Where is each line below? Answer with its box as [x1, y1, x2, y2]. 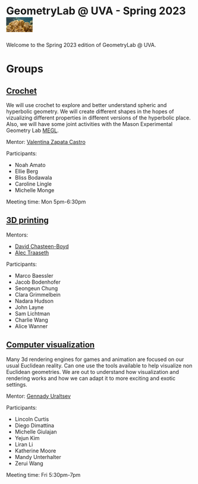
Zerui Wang [14, 460, 43, 467]
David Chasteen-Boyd [14, 243, 70, 250]
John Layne [14, 303, 44, 310]
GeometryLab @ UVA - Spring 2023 [6, 4, 186, 18]
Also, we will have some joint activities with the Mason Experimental [6, 120, 173, 127]
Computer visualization [6, 340, 95, 350]
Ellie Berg [14, 168, 39, 175]
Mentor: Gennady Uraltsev [6, 392, 71, 400]
